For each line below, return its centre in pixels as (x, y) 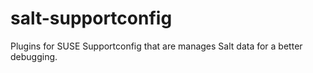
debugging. (34, 56)
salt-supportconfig (91, 18)
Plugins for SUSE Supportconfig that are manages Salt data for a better (156, 46)
